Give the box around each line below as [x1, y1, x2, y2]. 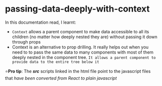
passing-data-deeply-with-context [5, 3, 150, 14]
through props [12, 39, 41, 44]
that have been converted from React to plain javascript [5, 75, 117, 81]
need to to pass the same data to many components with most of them [12, 49, 154, 55]
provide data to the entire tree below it [12, 59, 99, 64]
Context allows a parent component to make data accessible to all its [12, 29, 149, 34]
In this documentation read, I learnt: [5, 19, 76, 25]
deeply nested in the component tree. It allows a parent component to [12, 54, 156, 60]
